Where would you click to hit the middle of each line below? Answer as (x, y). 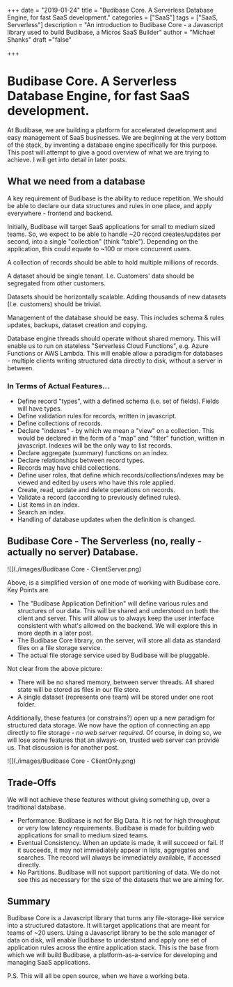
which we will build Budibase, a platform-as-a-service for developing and (112, 955)
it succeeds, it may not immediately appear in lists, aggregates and (113, 850)
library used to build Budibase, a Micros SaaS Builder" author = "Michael (111, 32)
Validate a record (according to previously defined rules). (99, 498)
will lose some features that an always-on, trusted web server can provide (113, 740)
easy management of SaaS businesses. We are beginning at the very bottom (117, 137)
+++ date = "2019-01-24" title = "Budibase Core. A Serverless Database (111, 10)
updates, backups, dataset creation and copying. (77, 325)
